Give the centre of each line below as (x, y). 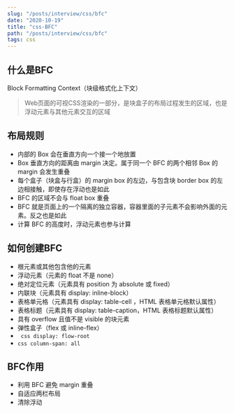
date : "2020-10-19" (36, 20)
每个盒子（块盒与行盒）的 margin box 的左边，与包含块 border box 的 (117, 180)
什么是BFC (30, 70)
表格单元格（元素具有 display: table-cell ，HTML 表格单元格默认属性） (118, 301)
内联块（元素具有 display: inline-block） (75, 293)
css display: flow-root (55, 336)
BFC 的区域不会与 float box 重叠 (63, 197)
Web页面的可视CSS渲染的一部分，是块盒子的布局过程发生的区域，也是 (126, 103)
